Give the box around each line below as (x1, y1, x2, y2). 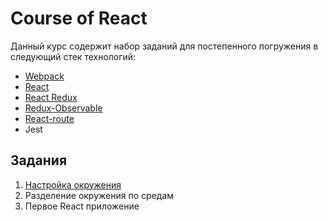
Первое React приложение (24, 200, 140, 212)
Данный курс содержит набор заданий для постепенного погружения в (10, 40, 319, 52)
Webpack (24, 70, 65, 82)
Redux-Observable (24, 102, 103, 114)
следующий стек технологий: (10, 50, 137, 62)
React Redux (24, 91, 78, 103)
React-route (24, 112, 75, 124)
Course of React (10, 7, 148, 30)
